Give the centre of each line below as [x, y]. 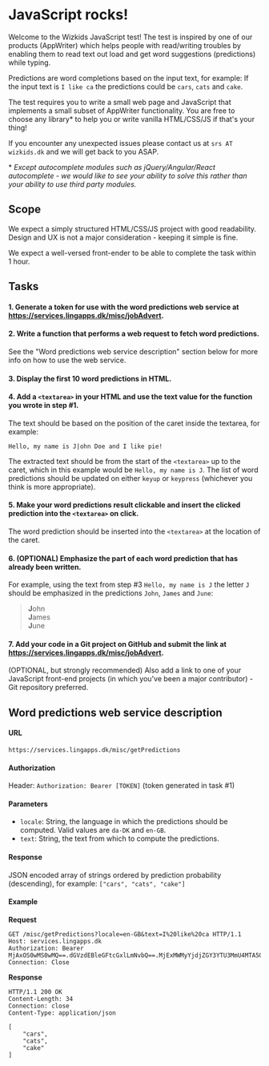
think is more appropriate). [52, 487]
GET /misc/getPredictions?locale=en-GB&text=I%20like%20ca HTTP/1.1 [125, 934]
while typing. [30, 63]
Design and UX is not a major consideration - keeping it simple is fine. [123, 237]
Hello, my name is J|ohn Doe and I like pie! [85, 446]
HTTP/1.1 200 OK [35, 991]
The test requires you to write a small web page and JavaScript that [120, 102]
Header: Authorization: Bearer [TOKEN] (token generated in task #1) [121, 785]
